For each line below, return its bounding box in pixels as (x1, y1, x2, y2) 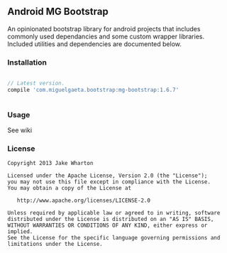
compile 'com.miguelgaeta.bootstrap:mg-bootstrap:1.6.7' (7, 86, 179, 93)
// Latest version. (7, 80, 65, 87)
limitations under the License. (7, 241, 103, 248)
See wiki (7, 126, 33, 134)
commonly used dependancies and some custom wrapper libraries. (7, 32, 204, 41)
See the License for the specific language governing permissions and (7, 235, 221, 242)
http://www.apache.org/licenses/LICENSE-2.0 (16, 197, 151, 205)
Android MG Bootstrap (7, 6, 109, 18)
